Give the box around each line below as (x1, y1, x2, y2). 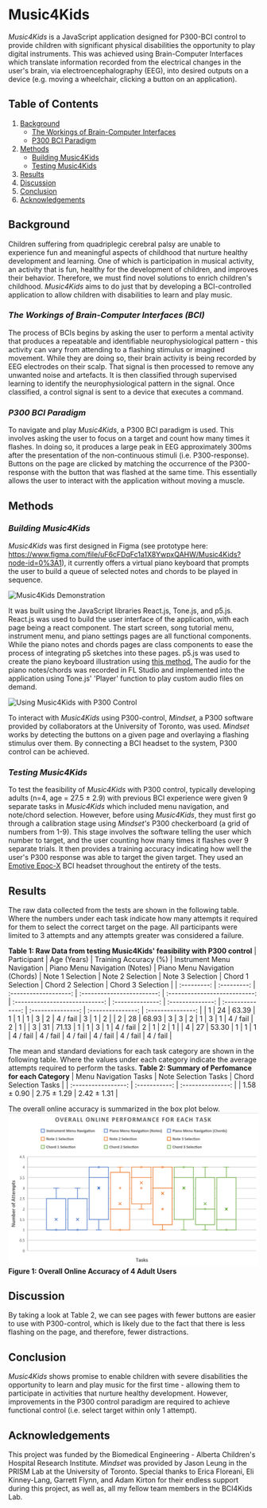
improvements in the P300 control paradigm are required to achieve (8, 1397, 230, 1407)
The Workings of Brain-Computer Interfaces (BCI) (8, 309, 205, 320)
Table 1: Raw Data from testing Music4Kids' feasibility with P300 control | (8, 946, 257, 956)
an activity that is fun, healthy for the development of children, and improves (8, 265, 258, 274)
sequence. (8, 575, 44, 584)
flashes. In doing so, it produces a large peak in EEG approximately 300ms (8, 442, 252, 452)
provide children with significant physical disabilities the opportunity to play (8, 40, 256, 49)
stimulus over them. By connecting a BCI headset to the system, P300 (8, 738, 238, 748)
